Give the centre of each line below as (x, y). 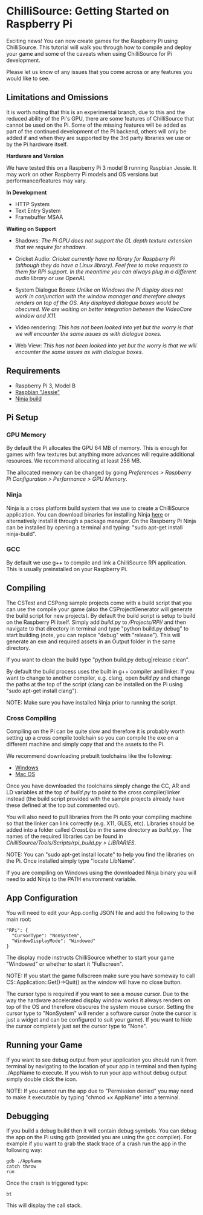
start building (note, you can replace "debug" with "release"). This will (93, 635)
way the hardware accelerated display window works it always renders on (98, 1000)
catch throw (21, 1166)
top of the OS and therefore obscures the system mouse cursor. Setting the (100, 1006)
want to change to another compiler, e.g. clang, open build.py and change (98, 678)
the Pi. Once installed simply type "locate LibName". (71, 861)
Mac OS (25, 774)
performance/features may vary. (47, 181)
